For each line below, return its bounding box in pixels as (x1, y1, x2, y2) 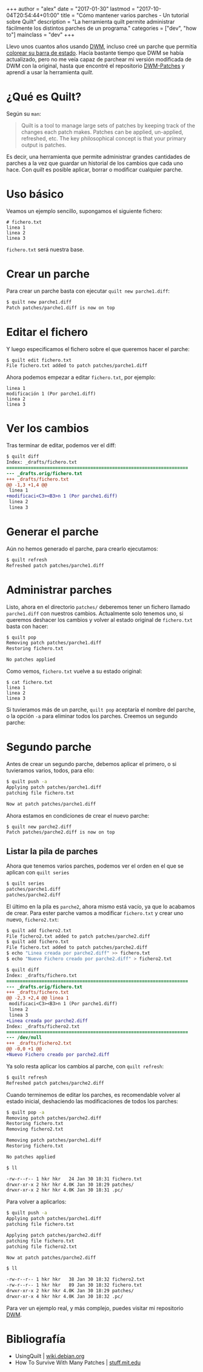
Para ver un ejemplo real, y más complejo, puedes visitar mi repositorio (6, 1304, 184, 1312)
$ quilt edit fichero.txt (6, 357, 72, 363)
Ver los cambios (6, 422, 89, 436)
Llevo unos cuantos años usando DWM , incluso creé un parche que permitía (6, 43, 197, 50)
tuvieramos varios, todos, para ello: (6, 767, 95, 774)
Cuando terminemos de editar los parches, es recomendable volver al (6, 1091, 181, 1098)
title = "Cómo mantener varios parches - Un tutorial (60, 12, 189, 19)
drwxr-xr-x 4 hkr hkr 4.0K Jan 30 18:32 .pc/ (6, 1293, 123, 1300)
